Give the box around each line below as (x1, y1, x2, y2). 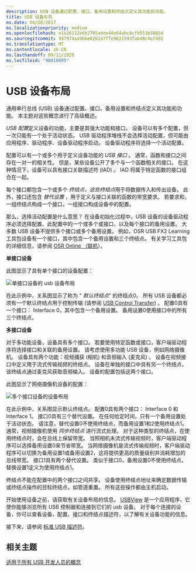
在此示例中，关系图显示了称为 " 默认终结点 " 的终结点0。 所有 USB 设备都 (6, 292, 183, 299)
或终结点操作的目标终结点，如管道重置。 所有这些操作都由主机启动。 (6, 484, 171, 491)
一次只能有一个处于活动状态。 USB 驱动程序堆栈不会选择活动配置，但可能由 (6, 132, 189, 139)
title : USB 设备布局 (6, 14, 53, 20)
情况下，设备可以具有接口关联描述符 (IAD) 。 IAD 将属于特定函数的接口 (11, 166, 182, 173)
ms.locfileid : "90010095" (6, 57, 69, 63)
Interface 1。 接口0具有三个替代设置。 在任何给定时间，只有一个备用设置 (6, 413, 181, 420)
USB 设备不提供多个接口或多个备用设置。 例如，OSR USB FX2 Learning (17, 228, 190, 235)
